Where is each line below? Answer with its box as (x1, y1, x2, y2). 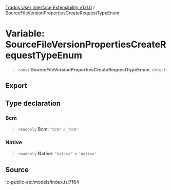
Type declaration (5, 99, 61, 107)
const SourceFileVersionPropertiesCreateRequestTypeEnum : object (17, 66, 166, 72)
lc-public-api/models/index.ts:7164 (5, 179, 80, 185)
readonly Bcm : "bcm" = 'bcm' (17, 126, 79, 132)
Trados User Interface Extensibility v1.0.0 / (5, 5, 95, 10)
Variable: (5, 28, 45, 40)
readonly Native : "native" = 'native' (17, 150, 97, 157)
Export (5, 82, 27, 90)
